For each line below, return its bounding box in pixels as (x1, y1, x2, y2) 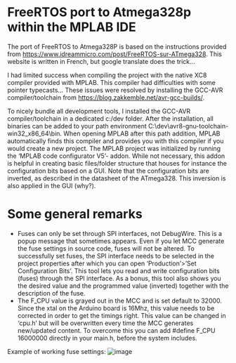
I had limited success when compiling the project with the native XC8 (7, 71, 207, 79)
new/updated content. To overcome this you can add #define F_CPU (17, 326, 216, 334)
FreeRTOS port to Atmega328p (7, 4, 192, 20)
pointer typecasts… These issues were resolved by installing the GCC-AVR (7, 86, 223, 94)
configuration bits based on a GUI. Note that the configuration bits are (7, 166, 209, 175)
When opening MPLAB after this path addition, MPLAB (63, 129, 221, 138)
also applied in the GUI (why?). (7, 181, 96, 190)
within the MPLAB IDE (7, 19, 137, 35)
